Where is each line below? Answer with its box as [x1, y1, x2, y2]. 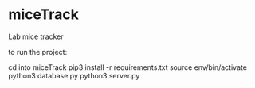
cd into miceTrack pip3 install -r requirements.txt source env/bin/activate [8, 62, 247, 72]
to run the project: [8, 47, 68, 56]
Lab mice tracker [8, 32, 64, 41]
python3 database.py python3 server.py [8, 71, 140, 80]
